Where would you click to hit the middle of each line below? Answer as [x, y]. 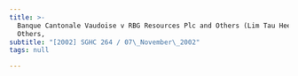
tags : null [29, 50]
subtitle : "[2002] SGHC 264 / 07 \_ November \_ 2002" [105, 42]
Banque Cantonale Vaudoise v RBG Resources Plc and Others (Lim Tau [146, 26]
